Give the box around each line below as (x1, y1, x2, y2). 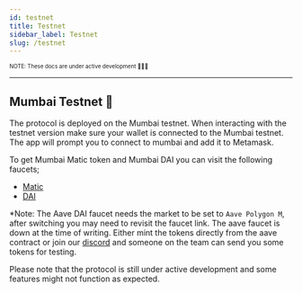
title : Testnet (9, 22, 67, 31)
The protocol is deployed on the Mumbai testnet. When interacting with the (9, 118, 288, 129)
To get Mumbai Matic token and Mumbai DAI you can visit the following (9, 155, 273, 165)
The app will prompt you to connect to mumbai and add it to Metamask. (9, 137, 274, 148)
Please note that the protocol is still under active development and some (9, 264, 277, 275)
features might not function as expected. (9, 273, 160, 284)
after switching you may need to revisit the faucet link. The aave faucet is (9, 218, 280, 229)
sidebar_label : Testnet (9, 30, 99, 39)
